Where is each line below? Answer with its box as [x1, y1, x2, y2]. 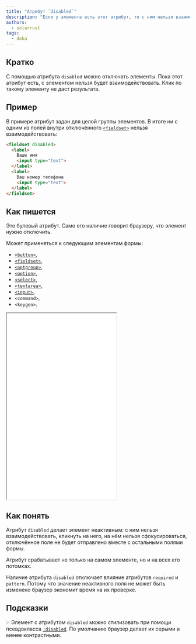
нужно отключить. [6, 229, 52, 236]
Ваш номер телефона [16, 174, 64, 180]
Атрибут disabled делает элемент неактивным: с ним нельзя [6, 526, 159, 533]
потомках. [6, 563, 32, 569]
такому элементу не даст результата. [6, 85, 100, 92]
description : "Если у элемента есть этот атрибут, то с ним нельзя [6, 14, 174, 20]
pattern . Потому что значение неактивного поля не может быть [6, 580, 166, 587]
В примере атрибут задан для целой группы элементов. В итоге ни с [6, 118, 178, 125]
